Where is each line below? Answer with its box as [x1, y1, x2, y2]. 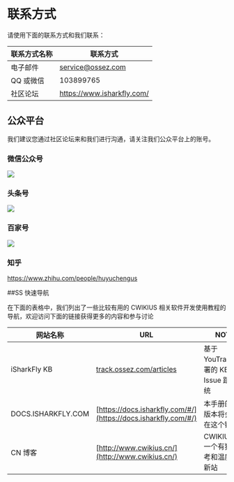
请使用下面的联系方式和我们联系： [7, 31, 105, 39]
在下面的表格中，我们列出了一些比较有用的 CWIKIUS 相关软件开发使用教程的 [7, 303, 226, 312]
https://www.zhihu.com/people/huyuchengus [7, 274, 138, 282]
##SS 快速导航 [7, 288, 49, 297]
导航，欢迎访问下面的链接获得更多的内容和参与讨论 [7, 312, 154, 320]
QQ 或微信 [10, 75, 45, 85]
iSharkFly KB [10, 364, 53, 374]
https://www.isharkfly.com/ [59, 88, 150, 98]
